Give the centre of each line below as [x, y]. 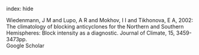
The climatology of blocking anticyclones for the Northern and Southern [95, 27]
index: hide [20, 9]
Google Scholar [25, 45]
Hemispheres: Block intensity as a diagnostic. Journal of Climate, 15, [91, 33]
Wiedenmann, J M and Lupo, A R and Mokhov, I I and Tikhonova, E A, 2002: [100, 20]
